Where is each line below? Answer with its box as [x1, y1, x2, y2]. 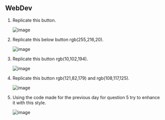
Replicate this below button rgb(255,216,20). [12, 36, 104, 42]
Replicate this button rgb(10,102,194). [12, 56, 88, 62]
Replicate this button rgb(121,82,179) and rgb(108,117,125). [12, 75, 130, 81]
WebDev [5, 4, 32, 12]
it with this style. [12, 100, 46, 106]
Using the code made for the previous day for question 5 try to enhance [12, 94, 160, 100]
